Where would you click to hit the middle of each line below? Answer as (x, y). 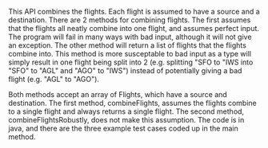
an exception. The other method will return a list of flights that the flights (127, 45)
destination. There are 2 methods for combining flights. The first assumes (130, 20)
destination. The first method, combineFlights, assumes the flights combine (133, 103)
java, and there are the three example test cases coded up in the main (123, 128)
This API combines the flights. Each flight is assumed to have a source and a (134, 12)
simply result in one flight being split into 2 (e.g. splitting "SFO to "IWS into (131, 62)
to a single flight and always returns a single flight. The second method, (126, 111)
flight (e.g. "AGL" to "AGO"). (54, 79)
